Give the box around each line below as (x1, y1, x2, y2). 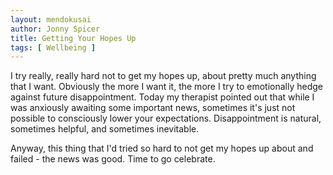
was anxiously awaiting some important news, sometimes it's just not (10, 102, 296, 114)
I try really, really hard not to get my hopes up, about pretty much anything (10, 70, 317, 82)
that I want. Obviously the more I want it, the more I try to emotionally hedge (10, 81, 324, 93)
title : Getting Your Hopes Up (10, 33, 137, 43)
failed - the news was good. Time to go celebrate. (10, 153, 216, 165)
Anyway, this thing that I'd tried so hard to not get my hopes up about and (10, 142, 314, 155)
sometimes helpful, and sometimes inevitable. (10, 123, 200, 135)
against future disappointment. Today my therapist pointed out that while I (10, 91, 315, 103)
